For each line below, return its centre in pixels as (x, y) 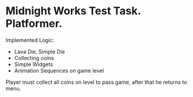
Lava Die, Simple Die (39, 51)
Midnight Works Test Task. (73, 11)
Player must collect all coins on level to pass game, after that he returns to (96, 82)
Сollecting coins (34, 58)
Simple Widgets (33, 64)
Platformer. (34, 24)
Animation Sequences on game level (59, 70)
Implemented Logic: (30, 40)
